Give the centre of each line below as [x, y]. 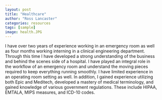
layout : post [18, 9]
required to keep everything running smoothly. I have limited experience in [79, 72]
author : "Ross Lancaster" [31, 18]
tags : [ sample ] [20, 28]
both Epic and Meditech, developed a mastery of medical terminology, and [79, 82]
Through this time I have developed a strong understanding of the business [80, 56]
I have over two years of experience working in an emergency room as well [80, 46]
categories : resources [28, 23]
